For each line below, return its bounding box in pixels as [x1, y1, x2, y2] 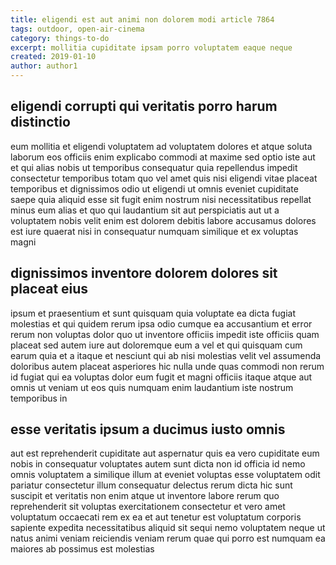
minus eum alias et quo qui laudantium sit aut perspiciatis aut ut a [10, 204, 280, 216]
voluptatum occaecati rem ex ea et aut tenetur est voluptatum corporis [10, 511, 302, 523]
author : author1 [10, 61, 78, 71]
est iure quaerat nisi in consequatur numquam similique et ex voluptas [10, 225, 299, 237]
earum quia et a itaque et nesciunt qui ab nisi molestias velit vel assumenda [10, 349, 322, 361]
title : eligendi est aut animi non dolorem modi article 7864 [10, 14, 275, 25]
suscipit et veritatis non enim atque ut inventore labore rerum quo [10, 490, 280, 502]
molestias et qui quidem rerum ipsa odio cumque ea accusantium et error [10, 317, 313, 330]
